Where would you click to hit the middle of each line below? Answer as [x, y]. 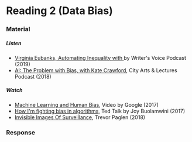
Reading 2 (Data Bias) [59, 11]
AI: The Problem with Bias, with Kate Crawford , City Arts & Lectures [96, 70]
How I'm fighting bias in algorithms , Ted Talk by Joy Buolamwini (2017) [100, 111]
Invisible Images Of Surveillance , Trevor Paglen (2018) [80, 117]
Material [18, 29]
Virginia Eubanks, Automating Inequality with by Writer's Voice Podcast [100, 58]
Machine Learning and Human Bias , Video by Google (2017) [87, 105]
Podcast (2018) [33, 77]
